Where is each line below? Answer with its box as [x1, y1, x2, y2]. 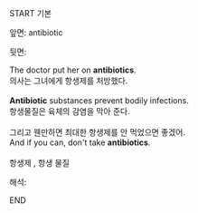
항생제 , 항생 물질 [9, 158, 71, 168]
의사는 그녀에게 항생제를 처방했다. [9, 75, 128, 86]
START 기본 [9, 8, 52, 18]
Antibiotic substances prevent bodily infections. [9, 95, 190, 106]
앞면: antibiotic [9, 27, 63, 38]
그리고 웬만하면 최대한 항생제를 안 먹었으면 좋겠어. [9, 127, 186, 138]
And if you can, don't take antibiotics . [9, 137, 151, 148]
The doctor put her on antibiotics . [9, 64, 137, 75]
